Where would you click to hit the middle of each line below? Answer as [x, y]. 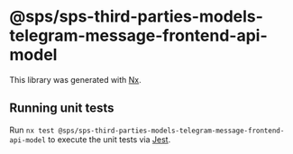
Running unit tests [62, 109]
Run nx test [32, 130]
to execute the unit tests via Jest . [110, 139]
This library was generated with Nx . [75, 79]
